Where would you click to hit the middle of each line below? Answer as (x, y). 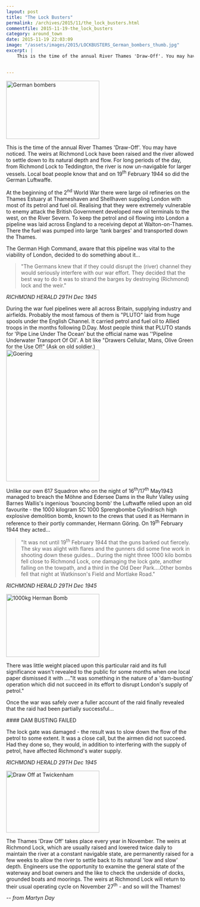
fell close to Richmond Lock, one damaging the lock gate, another (101, 561)
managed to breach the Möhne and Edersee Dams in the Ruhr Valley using (97, 497)
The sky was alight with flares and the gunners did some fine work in (105, 548)
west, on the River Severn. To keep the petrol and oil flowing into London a (98, 218)
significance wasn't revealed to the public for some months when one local (98, 671)
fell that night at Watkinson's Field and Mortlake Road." (88, 574)
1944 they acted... (28, 530)
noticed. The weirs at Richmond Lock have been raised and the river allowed (100, 153)
